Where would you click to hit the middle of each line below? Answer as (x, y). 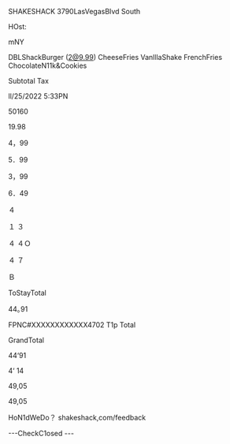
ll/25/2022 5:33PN (38, 96)
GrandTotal (26, 340)
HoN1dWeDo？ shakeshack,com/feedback (77, 418)
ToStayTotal (28, 293)
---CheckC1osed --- (41, 433)
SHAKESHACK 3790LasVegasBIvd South (74, 11)
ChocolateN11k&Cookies (48, 65)
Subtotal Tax (29, 81)
